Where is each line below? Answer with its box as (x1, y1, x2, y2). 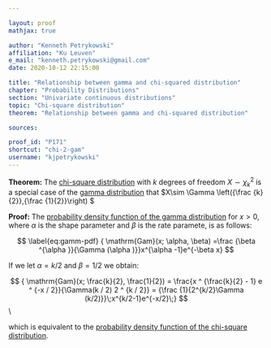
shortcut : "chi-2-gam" (8, 146, 85, 154)
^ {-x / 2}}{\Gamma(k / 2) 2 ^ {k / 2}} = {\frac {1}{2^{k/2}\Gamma (28, 285, 244, 295)
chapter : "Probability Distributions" (8, 86, 140, 94)
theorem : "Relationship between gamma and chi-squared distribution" (8, 109, 249, 117)
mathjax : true (8, 26, 57, 35)
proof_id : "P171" (8, 138, 67, 146)
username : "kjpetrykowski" (8, 154, 100, 162)
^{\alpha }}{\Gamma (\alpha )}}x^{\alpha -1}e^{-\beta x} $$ (38, 245, 234, 254)
